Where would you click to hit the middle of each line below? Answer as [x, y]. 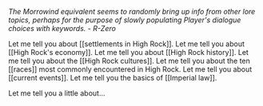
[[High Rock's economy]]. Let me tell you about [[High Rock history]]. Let [129, 52]
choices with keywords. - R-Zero [62, 28]
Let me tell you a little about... [57, 93]
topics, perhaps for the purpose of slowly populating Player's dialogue [125, 20]
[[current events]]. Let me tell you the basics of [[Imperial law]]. [113, 78]
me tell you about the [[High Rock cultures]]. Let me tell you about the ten [129, 61]
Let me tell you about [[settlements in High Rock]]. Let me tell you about [127, 44]
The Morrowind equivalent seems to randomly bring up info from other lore [132, 12]
